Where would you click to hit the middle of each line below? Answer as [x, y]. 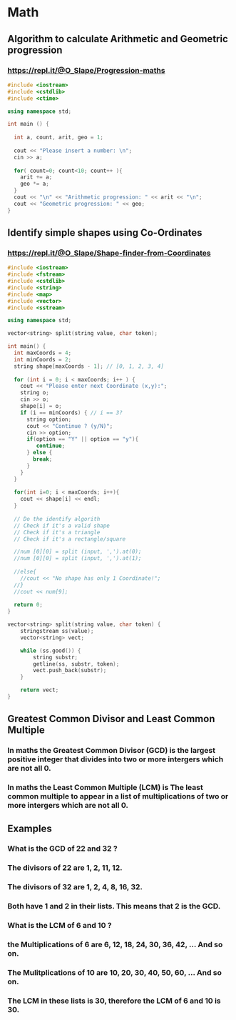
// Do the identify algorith [57, 519]
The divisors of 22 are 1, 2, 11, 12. [65, 868]
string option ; [49, 419]
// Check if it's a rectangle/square [70, 539]
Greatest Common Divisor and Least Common [111, 719]
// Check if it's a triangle [57, 532]
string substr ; [56, 657]
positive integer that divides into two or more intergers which [116, 759]
